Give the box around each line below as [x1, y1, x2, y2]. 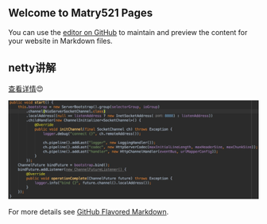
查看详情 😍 [8, 84, 44, 93]
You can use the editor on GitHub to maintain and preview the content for [8, 27, 248, 37]
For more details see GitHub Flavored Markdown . [8, 206, 169, 216]
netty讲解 [8, 61, 56, 75]
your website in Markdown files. [8, 36, 113, 45]
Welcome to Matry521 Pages [8, 6, 153, 20]
